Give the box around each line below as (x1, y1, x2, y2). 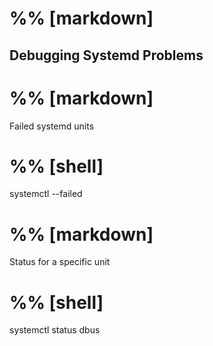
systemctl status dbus (9, 324, 101, 336)
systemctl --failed (9, 188, 83, 200)
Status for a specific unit (9, 256, 111, 268)
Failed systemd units (9, 120, 95, 132)
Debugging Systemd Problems (9, 47, 204, 64)
